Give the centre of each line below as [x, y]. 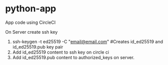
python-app [31, 9]
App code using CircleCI [30, 22]
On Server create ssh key [31, 32]
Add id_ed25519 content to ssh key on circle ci [61, 52]
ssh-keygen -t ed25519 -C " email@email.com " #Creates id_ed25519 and [88, 41]
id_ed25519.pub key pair [38, 47]
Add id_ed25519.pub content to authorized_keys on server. [73, 57]
